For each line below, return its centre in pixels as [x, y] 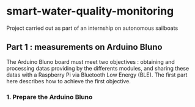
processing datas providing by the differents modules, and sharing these [98, 68]
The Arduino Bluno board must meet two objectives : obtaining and [91, 61]
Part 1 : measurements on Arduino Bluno [84, 47]
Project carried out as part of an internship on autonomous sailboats [92, 28]
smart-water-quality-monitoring [90, 11]
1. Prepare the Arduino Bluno [50, 97]
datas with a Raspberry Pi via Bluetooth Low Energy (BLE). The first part [97, 75]
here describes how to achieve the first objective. [69, 81]
